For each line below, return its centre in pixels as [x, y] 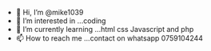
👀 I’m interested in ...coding [61, 21]
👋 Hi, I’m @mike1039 [50, 12]
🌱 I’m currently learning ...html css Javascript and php [105, 29]
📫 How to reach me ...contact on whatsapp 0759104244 [109, 38]
